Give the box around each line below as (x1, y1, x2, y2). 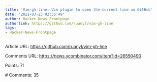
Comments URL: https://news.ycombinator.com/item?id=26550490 (5, 53, 142, 59)
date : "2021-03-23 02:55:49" (5, 12, 65, 17)
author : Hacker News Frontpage (5, 16, 69, 21)
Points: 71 (5, 62, 25, 68)
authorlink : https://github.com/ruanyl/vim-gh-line (5, 21, 113, 26)
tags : (5, 26, 16, 30)
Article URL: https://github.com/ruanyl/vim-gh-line (5, 44, 107, 49)
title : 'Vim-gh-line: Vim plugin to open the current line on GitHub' (5, 7, 153, 12)
